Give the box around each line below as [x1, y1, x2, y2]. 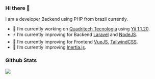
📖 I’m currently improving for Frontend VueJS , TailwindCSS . [12, 39, 138, 45]
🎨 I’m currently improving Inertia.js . [12, 44, 87, 50]
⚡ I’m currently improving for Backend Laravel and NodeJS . [12, 31, 138, 37]
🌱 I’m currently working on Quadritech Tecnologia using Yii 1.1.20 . [12, 26, 150, 32]
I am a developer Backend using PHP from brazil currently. [5, 16, 128, 22]
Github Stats [5, 57, 37, 64]
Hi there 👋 [5, 5, 31, 12]
